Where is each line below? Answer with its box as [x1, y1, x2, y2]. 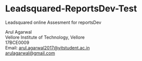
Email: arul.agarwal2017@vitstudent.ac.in [5, 45, 90, 51]
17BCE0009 [5, 39, 29, 45]
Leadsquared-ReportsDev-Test [5, 3, 137, 14]
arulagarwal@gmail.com [5, 50, 55, 56]
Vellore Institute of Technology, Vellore [5, 34, 85, 40]
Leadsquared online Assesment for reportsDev [5, 19, 101, 25]
